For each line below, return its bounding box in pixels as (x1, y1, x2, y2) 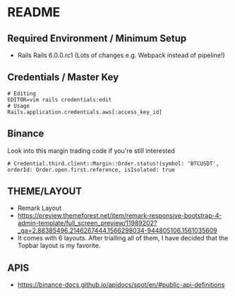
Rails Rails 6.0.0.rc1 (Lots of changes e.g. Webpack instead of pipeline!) (17, 51, 226, 59)
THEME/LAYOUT (7, 185, 83, 197)
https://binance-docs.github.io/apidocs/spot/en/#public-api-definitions (17, 280, 225, 289)
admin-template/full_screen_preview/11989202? (17, 219, 157, 228)
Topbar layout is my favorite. (17, 241, 101, 250)
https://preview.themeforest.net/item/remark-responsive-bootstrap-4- (17, 211, 222, 220)
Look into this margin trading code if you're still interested (7, 146, 175, 155)
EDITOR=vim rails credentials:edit (7, 96, 112, 103)
